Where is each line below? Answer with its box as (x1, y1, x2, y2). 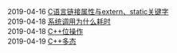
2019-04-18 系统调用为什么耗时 (7, 17, 111, 26)
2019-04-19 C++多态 (7, 36, 77, 46)
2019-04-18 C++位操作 (7, 27, 84, 36)
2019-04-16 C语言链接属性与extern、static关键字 (7, 7, 169, 16)
